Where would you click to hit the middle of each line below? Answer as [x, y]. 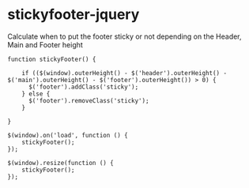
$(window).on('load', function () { [68, 135]
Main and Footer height [45, 44]
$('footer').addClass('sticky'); [83, 87]
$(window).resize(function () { [60, 163]
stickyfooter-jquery [74, 15]
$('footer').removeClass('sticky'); [89, 100]
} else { [36, 94]
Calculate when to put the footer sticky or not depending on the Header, [124, 36]
